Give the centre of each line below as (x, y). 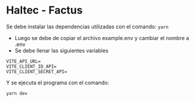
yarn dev (17, 93)
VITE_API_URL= (24, 61)
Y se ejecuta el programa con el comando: (58, 83)
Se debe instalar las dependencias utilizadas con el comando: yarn (87, 27)
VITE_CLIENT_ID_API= (32, 66)
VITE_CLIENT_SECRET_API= (37, 71)
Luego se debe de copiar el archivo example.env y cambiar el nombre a (102, 38)
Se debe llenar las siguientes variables (61, 50)
